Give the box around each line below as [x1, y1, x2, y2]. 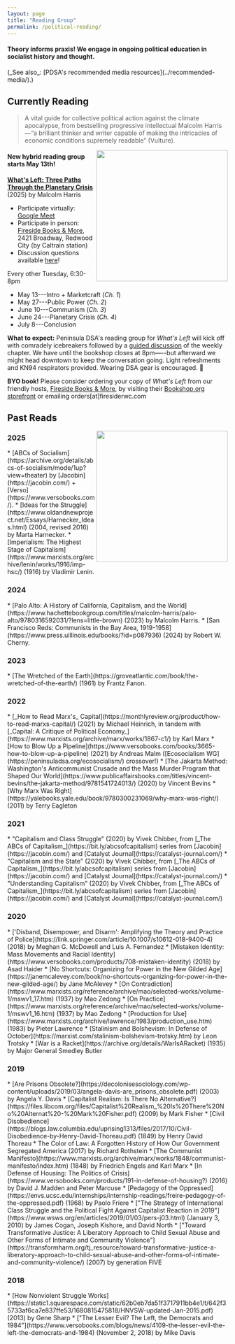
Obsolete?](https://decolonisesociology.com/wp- [48, 1080, 191, 1088]
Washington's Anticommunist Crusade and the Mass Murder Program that [7, 764, 220, 773]
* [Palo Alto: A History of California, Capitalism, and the [7, 601, 166, 609]
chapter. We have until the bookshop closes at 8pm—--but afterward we [7, 348, 216, 357]
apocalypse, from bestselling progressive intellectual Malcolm [24, 122, 203, 130]
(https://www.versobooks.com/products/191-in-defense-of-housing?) [7, 1176, 208, 1185]
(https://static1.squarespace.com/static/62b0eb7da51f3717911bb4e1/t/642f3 [7, 1299, 227, 1308]
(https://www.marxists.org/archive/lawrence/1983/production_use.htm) [7, 1017, 213, 1025]
